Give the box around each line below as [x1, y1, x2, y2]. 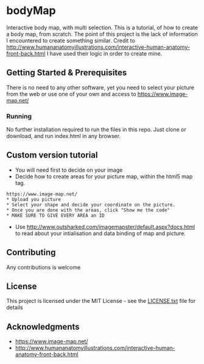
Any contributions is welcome [6, 263, 81, 271]
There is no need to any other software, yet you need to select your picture [6, 84, 195, 91]
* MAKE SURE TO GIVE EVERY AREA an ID [6, 212, 105, 219]
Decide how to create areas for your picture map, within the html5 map [15, 172, 193, 180]
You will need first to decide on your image [15, 166, 123, 173]
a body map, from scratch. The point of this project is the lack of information [6, 30, 198, 37]
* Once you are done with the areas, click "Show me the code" [6, 207, 171, 213]
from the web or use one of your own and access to [6, 90, 136, 98]
